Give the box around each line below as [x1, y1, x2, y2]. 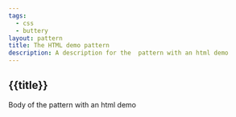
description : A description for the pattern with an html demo [8, 49, 229, 57]
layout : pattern [8, 34, 63, 42]
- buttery [15, 26, 48, 34]
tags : [8, 11, 27, 20]
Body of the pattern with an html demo [8, 99, 137, 109]
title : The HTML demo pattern [8, 42, 110, 50]
